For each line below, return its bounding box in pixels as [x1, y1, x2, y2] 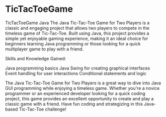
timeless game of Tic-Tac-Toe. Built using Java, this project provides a [5, 30, 150, 36]
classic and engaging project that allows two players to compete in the [5, 25, 150, 31]
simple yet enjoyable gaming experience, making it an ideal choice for [5, 36, 148, 41]
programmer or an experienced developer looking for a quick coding [5, 90, 146, 96]
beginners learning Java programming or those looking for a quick [5, 40, 141, 46]
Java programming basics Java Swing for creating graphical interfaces [5, 65, 150, 71]
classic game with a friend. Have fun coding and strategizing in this [5, 101, 143, 107]
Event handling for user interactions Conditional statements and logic [5, 70, 147, 76]
